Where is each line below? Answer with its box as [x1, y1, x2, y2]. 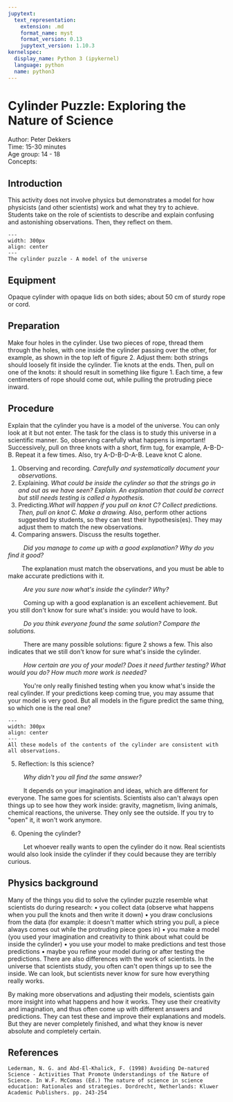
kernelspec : [8, 49, 42, 56]
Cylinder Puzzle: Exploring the [8, 98, 186, 114]
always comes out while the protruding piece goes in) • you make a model [8, 925, 220, 933]
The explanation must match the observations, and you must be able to [21, 564, 224, 572]
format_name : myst [20, 29, 73, 37]
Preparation [8, 320, 60, 332]
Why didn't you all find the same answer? [23, 773, 142, 781]
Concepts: [8, 157, 37, 166]
